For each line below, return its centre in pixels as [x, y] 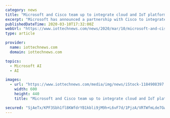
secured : [14, 108]
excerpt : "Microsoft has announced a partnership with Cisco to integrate [86, 19]
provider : [16, 43]
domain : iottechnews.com [36, 52]
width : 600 [26, 89]
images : [13, 80]
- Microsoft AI [26, 66]
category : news [21, 10]
